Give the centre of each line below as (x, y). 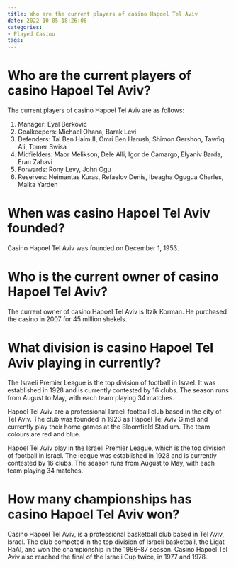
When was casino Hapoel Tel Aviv (109, 213)
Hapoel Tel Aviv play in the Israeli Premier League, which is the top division (117, 448)
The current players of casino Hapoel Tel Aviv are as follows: (96, 110)
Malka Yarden (38, 185)
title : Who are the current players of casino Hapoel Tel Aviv (103, 14)
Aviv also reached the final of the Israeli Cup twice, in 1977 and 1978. (107, 557)
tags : (15, 41)
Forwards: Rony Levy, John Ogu (64, 170)
